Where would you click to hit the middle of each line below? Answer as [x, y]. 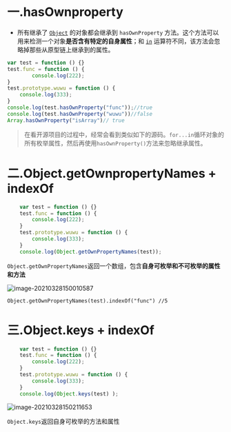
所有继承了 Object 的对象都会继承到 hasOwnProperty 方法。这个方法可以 [118, 32]
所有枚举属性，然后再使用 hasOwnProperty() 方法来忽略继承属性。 [115, 143]
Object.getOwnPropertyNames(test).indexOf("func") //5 [88, 301]
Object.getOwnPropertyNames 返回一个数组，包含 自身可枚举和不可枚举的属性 [114, 266]
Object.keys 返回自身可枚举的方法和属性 [63, 421]
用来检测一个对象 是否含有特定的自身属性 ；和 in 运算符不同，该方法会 [115, 41]
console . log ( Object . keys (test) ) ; [69, 394]
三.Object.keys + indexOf [81, 330]
